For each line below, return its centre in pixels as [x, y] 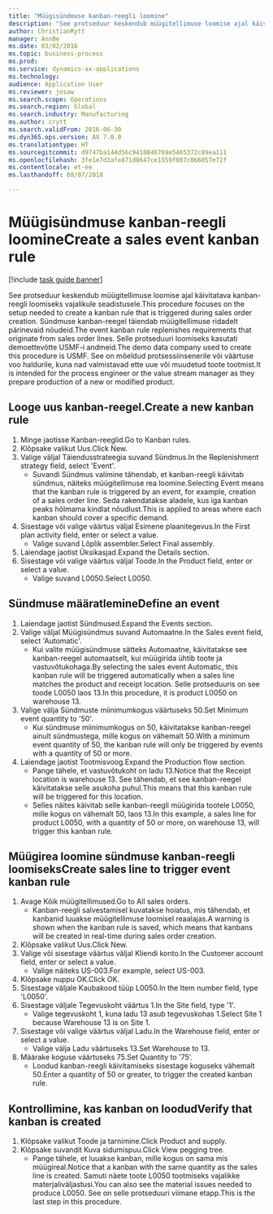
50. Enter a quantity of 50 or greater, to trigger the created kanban [142, 1075]
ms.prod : [23, 62]
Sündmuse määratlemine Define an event [114, 604]
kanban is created [55, 1122]
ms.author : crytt [38, 122]
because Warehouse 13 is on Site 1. [91, 1023]
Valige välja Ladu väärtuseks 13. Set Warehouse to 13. [121, 1049]
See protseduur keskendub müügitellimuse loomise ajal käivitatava [120, 295]
